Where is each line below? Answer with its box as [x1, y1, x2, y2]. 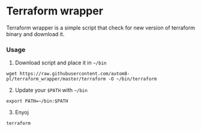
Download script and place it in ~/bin [14, 59, 107, 67]
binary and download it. [6, 30, 65, 37]
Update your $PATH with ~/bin [14, 87, 88, 94]
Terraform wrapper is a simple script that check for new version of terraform [6, 24, 195, 31]
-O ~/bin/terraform [108, 76, 157, 82]
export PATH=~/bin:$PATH [6, 98, 68, 105]
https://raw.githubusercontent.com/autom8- [19, 71, 130, 77]
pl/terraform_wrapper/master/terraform [6, 76, 106, 82]
